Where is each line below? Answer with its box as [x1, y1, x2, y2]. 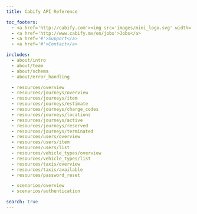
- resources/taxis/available [11, 166, 83, 173]
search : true [6, 199, 38, 205]
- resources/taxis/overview [11, 161, 81, 167]
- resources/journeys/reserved [11, 123, 88, 129]
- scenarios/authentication [11, 188, 81, 195]
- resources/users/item [11, 139, 70, 145]
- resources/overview [11, 84, 65, 90]
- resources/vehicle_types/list [11, 156, 91, 162]
